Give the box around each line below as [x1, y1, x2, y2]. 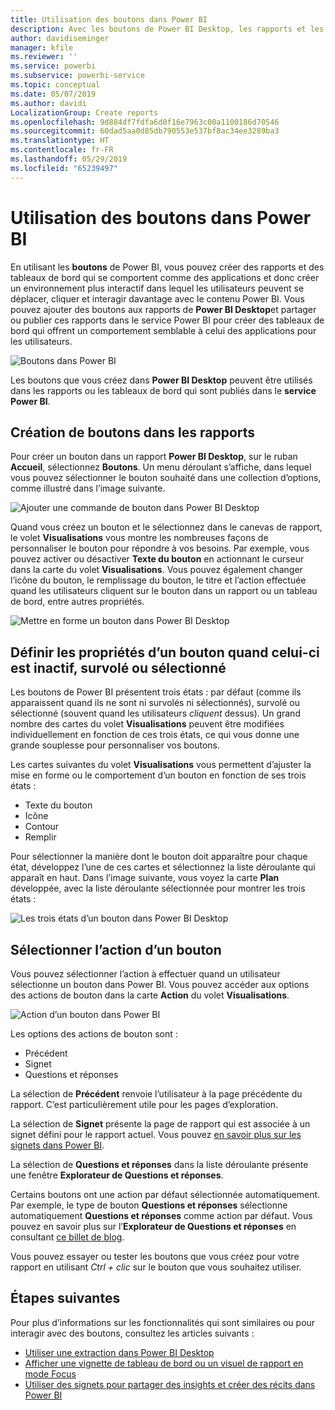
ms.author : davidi [10, 98, 87, 108]
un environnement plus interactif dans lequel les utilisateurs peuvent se [10, 282, 305, 294]
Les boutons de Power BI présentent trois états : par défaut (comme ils [10, 686, 302, 698]
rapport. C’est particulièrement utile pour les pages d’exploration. [10, 1099, 279, 1110]
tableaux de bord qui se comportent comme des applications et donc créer [10, 271, 320, 283]
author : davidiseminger [10, 33, 110, 43]
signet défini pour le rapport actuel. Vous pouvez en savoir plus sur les [10, 1129, 302, 1140]
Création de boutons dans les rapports [10, 424, 256, 441]
